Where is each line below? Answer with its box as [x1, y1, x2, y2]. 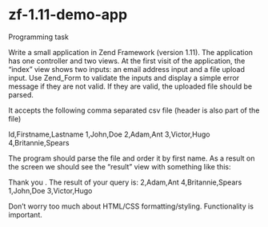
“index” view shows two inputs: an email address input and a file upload [8, 64, 246, 74]
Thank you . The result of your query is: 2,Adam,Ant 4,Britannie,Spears [8, 177, 242, 187]
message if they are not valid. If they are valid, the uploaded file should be [8, 82, 253, 91]
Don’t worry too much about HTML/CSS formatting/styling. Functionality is [8, 201, 254, 211]
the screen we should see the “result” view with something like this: [8, 161, 231, 171]
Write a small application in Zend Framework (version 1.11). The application [8, 47, 254, 57]
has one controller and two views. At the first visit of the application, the [8, 56, 246, 66]
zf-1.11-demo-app [8, 6, 128, 24]
